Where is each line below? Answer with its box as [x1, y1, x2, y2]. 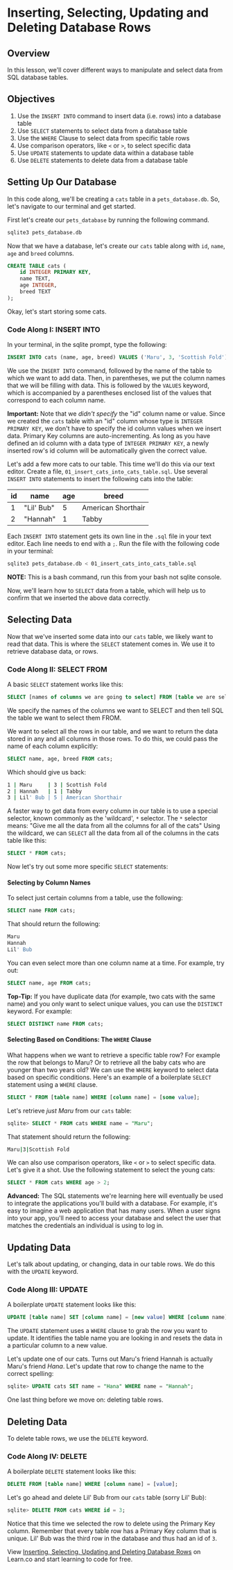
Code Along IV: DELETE [7, 1451, 88, 1461]
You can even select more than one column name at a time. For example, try [7, 958, 225, 967]
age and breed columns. [7, 249, 74, 257]
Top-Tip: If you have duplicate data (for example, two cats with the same [7, 992, 216, 1001]
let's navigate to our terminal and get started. [7, 202, 137, 210]
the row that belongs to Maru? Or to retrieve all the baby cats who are [7, 1058, 206, 1067]
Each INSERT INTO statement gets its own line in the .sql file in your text [7, 532, 212, 540]
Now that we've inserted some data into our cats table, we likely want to [7, 632, 214, 640]
